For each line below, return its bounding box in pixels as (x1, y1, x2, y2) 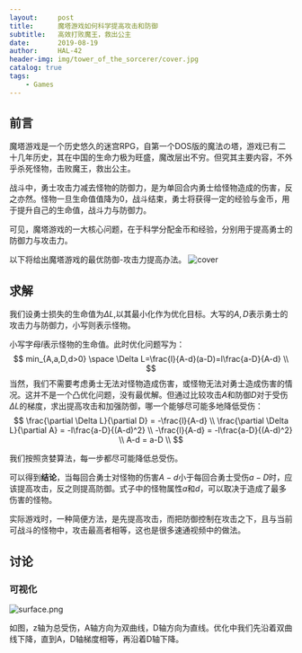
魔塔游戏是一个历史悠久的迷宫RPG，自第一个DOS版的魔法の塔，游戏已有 (9, 141, 279, 152)
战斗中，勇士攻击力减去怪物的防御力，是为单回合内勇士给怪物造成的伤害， (9, 182, 285, 193)
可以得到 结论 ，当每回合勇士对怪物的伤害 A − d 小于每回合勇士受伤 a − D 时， (9, 472, 285, 483)
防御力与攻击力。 (9, 235, 73, 246)
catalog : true (9, 64, 63, 73)
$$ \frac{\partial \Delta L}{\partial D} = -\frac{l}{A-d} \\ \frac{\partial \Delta (13, 415, 289, 427)
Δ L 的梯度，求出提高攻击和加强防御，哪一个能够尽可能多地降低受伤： (9, 401, 263, 411)
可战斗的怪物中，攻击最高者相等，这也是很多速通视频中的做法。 (9, 525, 245, 535)
